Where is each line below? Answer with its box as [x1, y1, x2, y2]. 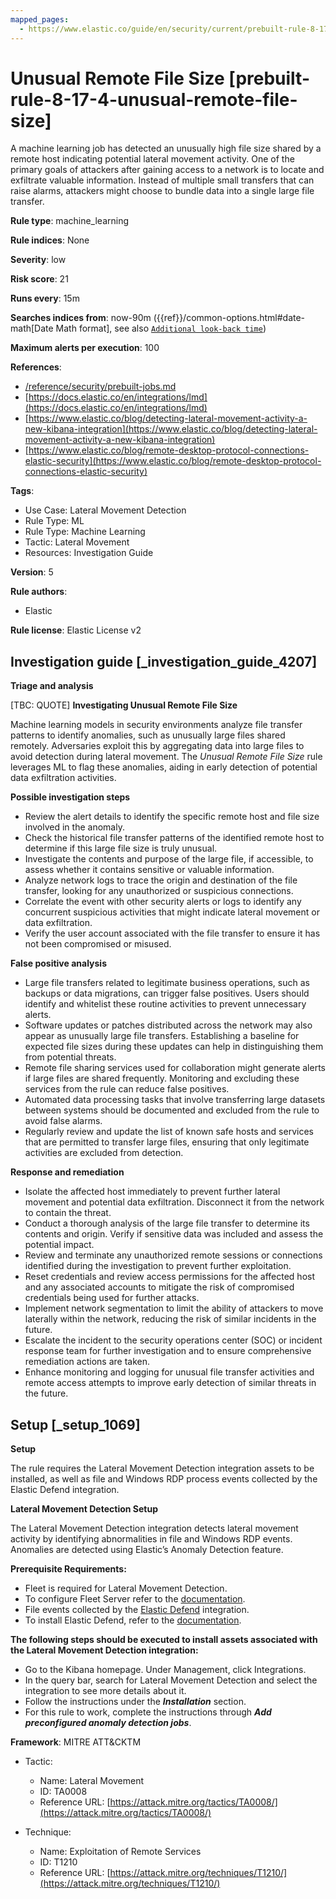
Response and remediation [10, 1166, 125, 1178]
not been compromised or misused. [24, 938, 172, 950]
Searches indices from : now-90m [10, 312, 152, 324]
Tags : [10, 485, 35, 497]
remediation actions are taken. [24, 1356, 150, 1368]
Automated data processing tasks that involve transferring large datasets [24, 1094, 326, 1106]
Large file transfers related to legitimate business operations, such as [24, 977, 310, 989]
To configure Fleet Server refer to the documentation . [24, 1593, 246, 1605]
